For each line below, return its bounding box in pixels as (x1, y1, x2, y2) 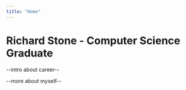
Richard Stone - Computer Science (6, 34, 181, 47)
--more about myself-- (6, 77, 62, 84)
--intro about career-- (6, 66, 60, 73)
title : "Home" (6, 8, 41, 15)
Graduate (6, 46, 53, 59)
